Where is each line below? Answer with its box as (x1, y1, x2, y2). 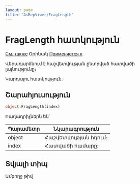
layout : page (5, 7, 33, 13)
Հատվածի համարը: (45, 142, 99, 149)
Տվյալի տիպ (5, 160, 48, 168)
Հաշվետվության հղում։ (45, 134, 108, 141)
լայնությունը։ (5, 66, 37, 72)
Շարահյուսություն (5, 90, 71, 99)
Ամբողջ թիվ (5, 173, 33, 179)
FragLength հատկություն (5, 34, 120, 46)
